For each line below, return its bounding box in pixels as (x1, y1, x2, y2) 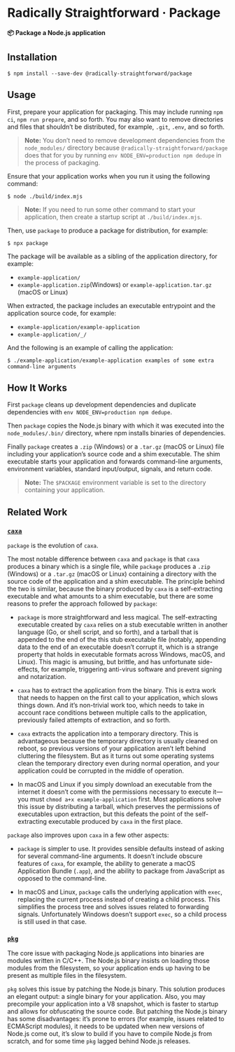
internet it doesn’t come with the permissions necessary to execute (17, 787, 212, 796)
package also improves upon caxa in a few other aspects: (7, 831, 169, 839)
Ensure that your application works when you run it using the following (7, 171, 211, 180)
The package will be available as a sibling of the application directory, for (7, 252, 218, 260)
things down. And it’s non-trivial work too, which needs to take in (17, 701, 205, 710)
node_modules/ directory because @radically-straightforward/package (24, 143, 229, 152)
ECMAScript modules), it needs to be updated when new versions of (7, 1022, 205, 1030)
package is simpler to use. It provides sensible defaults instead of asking (17, 845, 225, 853)
